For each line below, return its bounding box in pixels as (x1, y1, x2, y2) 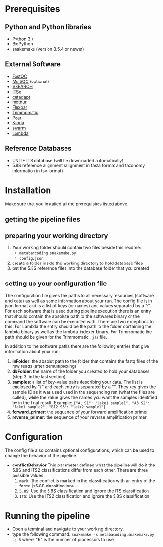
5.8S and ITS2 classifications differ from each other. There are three (12, 467, 148, 473)
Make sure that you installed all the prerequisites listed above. (5, 201, 129, 207)
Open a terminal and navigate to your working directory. (12, 526, 124, 532)
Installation (5, 184, 51, 196)
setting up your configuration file (5, 280, 107, 288)
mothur (12, 99, 27, 105)
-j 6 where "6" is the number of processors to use (12, 537, 114, 543)
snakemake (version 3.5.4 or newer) (12, 46, 84, 52)
